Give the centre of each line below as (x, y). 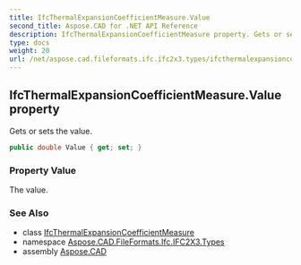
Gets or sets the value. (51, 131)
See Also (29, 213)
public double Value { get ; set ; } (76, 147)
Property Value (43, 170)
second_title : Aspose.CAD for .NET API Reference (104, 26)
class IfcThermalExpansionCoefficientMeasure (108, 233)
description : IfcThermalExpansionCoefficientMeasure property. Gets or (146, 34)
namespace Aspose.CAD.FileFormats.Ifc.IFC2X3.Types (124, 242)
